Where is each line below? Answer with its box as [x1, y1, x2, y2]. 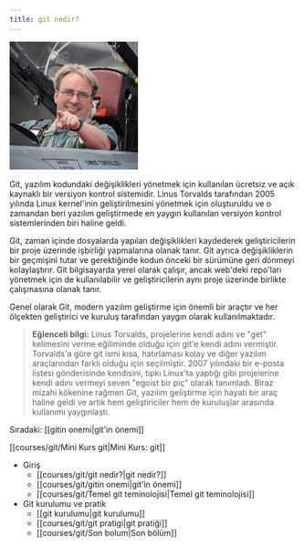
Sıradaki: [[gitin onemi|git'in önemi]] [9, 424, 144, 435]
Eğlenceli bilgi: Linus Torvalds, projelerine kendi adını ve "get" [31, 329, 267, 340]
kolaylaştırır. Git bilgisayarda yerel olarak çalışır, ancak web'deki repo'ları [9, 264, 282, 275]
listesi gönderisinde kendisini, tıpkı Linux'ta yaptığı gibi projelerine [31, 367, 280, 378]
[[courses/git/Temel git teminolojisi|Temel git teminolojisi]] [36, 489, 256, 500]
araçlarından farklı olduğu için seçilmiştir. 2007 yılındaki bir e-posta [31, 357, 285, 369]
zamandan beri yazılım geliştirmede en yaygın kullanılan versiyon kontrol [9, 207, 282, 218]
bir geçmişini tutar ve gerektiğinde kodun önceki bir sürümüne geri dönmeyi [9, 254, 295, 265]
